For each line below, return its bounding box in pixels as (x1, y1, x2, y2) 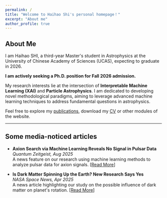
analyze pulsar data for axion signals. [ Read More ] (12, 161, 116, 167)
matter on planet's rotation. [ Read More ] (12, 187, 95, 193)
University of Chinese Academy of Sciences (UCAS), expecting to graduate (5, 58, 160, 64)
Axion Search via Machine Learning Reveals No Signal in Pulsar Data (12, 145, 157, 152)
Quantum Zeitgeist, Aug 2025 (12, 151, 74, 157)
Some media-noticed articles (5, 132, 97, 141)
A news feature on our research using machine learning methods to (12, 156, 151, 162)
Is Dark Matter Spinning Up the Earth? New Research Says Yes (12, 171, 144, 177)
